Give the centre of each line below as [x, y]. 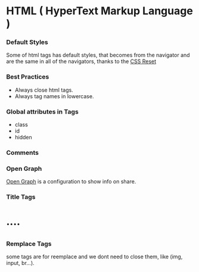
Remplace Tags [29, 244]
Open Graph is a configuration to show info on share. [71, 182]
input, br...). [20, 263]
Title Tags [21, 197]
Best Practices [28, 77]
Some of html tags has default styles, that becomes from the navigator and [98, 55]
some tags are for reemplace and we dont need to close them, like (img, [94, 257]
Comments [22, 153]
